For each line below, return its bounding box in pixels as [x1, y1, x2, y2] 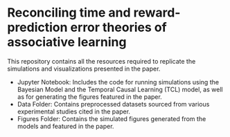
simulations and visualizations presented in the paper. [7, 64, 161, 73]
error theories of [70, 19, 168, 35]
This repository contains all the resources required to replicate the [7, 57, 196, 65]
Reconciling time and [7, 5, 131, 21]
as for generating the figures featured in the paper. [17, 92, 163, 101]
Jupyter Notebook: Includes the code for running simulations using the [17, 77, 220, 86]
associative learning [7, 35, 127, 50]
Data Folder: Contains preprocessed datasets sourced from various [17, 100, 210, 108]
